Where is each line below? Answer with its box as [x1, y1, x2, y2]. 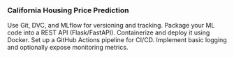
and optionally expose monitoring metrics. [7, 43, 129, 52]
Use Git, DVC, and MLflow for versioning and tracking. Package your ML [7, 21, 215, 30]
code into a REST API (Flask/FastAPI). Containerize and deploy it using [7, 28, 210, 37]
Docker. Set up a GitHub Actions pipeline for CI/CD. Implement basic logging [7, 36, 227, 44]
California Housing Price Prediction [7, 6, 129, 15]
